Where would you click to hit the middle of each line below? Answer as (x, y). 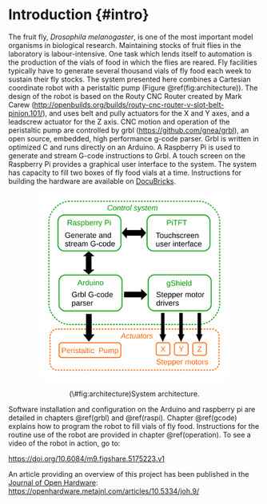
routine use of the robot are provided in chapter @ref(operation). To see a (130, 435)
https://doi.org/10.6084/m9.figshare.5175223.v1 (87, 458)
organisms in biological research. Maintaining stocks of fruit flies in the (125, 45)
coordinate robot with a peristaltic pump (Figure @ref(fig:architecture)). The (133, 87)
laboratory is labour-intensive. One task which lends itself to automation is (130, 54)
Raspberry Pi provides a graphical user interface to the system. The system (133, 164)
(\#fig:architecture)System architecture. (134, 394)
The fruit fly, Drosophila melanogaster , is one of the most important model (131, 37)
